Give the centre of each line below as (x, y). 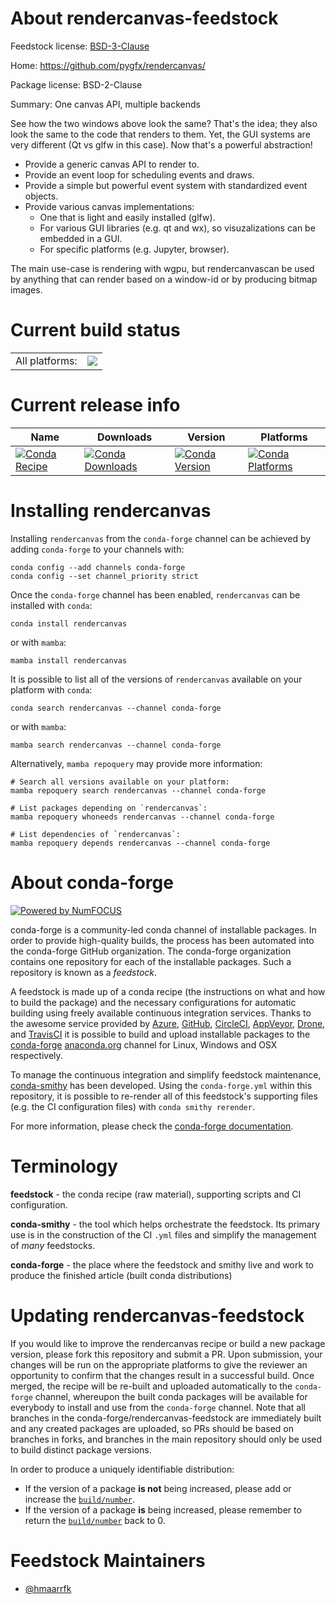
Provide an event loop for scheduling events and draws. (139, 174)
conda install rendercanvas (69, 623)
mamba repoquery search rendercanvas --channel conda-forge (138, 790)
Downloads (124, 437)
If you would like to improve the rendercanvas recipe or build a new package (168, 1343)
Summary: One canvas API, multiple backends (105, 104)
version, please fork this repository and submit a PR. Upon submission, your (166, 1354)
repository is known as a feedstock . (84, 972)
